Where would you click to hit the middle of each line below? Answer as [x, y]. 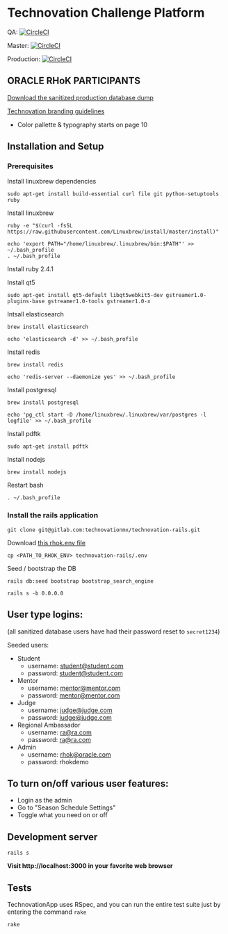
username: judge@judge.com [70, 710]
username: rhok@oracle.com [69, 754]
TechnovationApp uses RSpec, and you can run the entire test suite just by [114, 904]
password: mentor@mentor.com [74, 695]
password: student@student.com [75, 673]
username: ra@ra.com [59, 732]
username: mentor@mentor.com [74, 688]
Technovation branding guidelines [56, 111]
